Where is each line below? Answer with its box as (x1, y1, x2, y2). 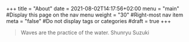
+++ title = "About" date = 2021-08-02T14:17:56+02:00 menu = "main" (6, 5, 180, 12)
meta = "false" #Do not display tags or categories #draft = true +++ (6, 18, 171, 24)
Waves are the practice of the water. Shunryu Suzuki (20, 29, 149, 36)
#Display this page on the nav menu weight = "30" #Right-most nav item (6, 11, 184, 18)
